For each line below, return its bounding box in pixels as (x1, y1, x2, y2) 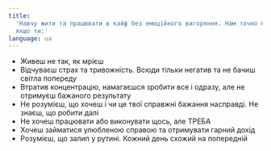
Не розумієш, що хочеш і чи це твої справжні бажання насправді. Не (19, 99, 259, 109)
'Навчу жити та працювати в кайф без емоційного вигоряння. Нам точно (15, 19, 258, 27)
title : (8, 11, 31, 20)
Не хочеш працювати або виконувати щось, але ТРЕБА (19, 116, 211, 126)
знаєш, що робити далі (19, 108, 99, 118)
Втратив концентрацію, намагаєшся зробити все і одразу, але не (19, 82, 246, 92)
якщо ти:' (15, 27, 48, 35)
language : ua (8, 34, 52, 43)
